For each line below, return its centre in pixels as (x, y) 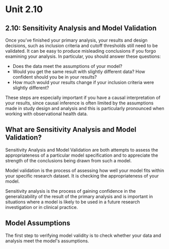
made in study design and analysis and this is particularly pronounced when (85, 108)
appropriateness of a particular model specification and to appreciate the (82, 155)
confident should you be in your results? (55, 77)
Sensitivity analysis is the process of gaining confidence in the (71, 191)
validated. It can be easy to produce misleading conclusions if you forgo (81, 51)
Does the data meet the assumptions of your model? (67, 66)
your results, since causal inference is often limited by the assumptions (79, 103)
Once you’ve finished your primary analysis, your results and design (77, 40)
